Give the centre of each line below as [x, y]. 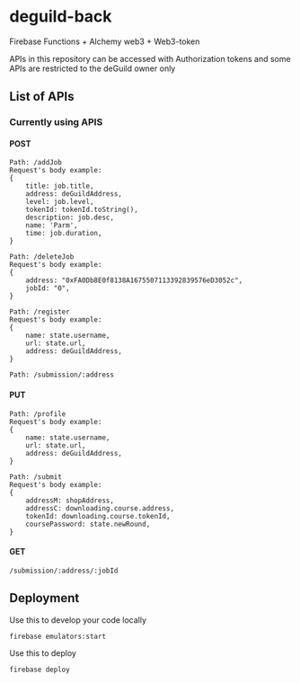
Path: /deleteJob [42, 257]
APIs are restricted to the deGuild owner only [93, 68]
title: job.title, [60, 186]
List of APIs [42, 97]
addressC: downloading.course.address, [100, 508]
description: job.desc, [70, 217]
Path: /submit [36, 477]
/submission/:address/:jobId [64, 571]
